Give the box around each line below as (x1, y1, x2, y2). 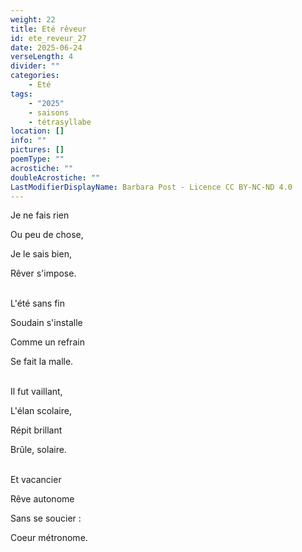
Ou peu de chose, (10, 229, 84, 241)
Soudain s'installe (10, 317, 83, 329)
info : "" (10, 136, 47, 146)
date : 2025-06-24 (10, 42, 83, 53)
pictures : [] (10, 145, 65, 155)
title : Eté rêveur (10, 24, 87, 34)
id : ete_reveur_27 (10, 33, 87, 43)
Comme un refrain (10, 336, 85, 348)
